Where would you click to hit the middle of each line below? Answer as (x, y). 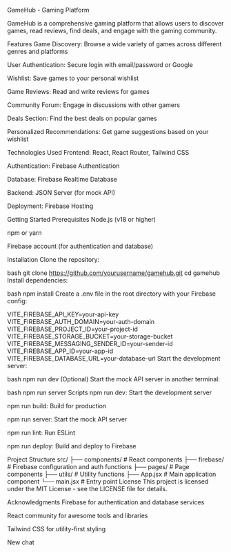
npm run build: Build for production (57, 406)
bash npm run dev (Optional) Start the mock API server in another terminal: (114, 379)
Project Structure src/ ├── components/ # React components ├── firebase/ (115, 459)
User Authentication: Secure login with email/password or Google (100, 65)
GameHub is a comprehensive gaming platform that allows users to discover (115, 23)
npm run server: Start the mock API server (67, 419)
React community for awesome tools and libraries (78, 515)
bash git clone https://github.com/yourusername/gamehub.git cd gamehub (114, 273)
